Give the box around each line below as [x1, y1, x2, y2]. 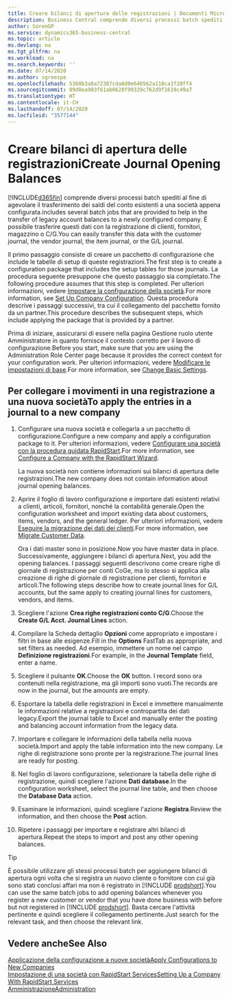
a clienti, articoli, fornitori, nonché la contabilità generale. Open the [17, 502, 204, 510]
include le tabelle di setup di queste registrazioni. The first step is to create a [8, 258, 222, 266]
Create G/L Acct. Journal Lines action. [17, 616, 128, 624]
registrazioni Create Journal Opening [8, 156, 221, 171]
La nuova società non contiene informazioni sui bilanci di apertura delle [17, 467, 219, 476]
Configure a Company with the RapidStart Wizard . [17, 454, 160, 463]
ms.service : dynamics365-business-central [8, 29, 131, 36]
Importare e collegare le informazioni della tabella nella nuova [17, 735, 192, 743]
